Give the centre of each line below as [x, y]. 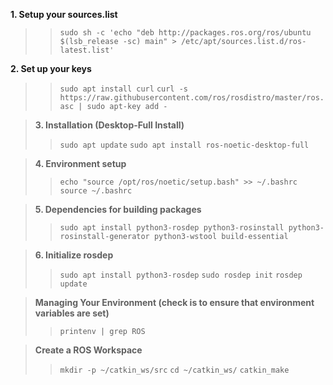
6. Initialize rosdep [74, 255]
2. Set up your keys [51, 68]
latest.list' [87, 50]
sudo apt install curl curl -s [123, 89]
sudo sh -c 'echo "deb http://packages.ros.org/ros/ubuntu [185, 33]
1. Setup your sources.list [64, 14]
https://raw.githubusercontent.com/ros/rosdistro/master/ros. [192, 98]
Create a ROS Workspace [88, 350]
